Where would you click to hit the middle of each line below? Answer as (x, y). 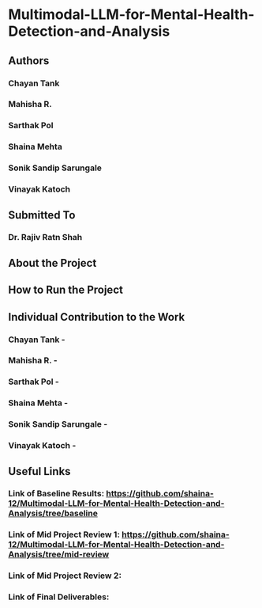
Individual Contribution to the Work (97, 317)
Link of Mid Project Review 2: (65, 576)
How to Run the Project (66, 290)
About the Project (52, 263)
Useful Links (39, 471)
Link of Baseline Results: (56, 494)
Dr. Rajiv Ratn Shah (45, 237)
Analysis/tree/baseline (53, 514)
